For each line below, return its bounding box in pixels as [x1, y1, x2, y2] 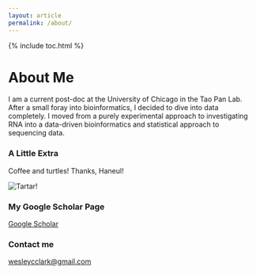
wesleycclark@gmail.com [8, 257, 92, 266]
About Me [8, 68, 74, 86]
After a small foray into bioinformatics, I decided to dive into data [8, 103, 219, 112]
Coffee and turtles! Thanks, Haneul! [8, 166, 124, 175]
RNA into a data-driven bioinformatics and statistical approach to [8, 120, 220, 129]
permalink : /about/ [8, 19, 73, 27]
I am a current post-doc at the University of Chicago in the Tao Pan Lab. [8, 94, 243, 104]
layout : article [8, 11, 62, 20]
